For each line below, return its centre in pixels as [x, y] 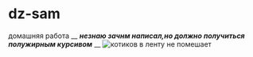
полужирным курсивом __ [54, 44]
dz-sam [35, 14]
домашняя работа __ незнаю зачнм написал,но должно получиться [127, 36]
